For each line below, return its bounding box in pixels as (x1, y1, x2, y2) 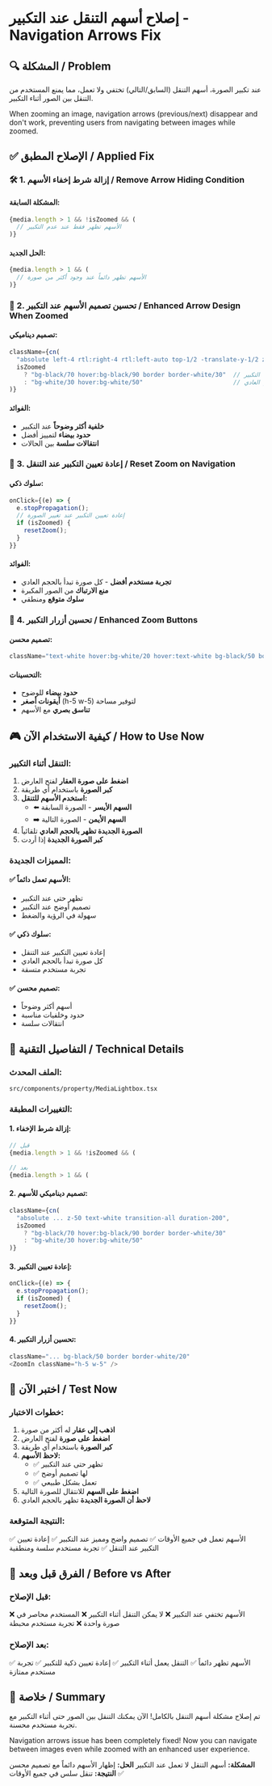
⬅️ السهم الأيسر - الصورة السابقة (32, 802, 132, 812)
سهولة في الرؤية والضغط (20, 910, 97, 920)
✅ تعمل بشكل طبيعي (32, 1477, 98, 1488)
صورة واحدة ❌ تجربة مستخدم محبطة (9, 1619, 120, 1628)
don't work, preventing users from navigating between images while (9, 118, 236, 127)
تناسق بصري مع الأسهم (20, 705, 90, 715)
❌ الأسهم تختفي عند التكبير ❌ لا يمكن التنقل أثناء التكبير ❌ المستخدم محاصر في (9, 1610, 245, 1619)
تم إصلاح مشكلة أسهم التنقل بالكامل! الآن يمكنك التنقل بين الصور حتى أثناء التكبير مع (9, 1712, 261, 1721)
